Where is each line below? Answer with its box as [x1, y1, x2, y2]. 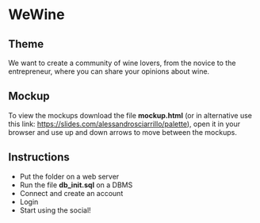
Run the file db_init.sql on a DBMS [19, 180, 133, 190]
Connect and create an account [19, 188, 124, 198]
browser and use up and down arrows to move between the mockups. [8, 127, 238, 136]
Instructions [8, 151, 70, 164]
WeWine [8, 6, 65, 24]
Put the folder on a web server [19, 171, 120, 181]
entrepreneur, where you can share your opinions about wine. [8, 67, 210, 76]
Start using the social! [19, 205, 91, 215]
